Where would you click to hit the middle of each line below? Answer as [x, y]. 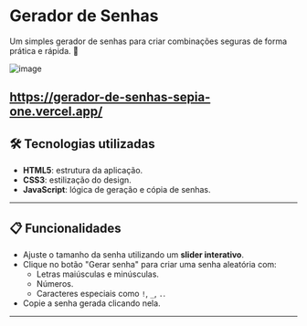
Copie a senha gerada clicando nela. [92, 303]
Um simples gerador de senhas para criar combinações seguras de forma [148, 41]
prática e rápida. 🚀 [44, 50]
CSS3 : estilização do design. [77, 180]
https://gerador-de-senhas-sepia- [110, 97]
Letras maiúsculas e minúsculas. [98, 274]
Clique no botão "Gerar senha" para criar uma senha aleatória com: [149, 264]
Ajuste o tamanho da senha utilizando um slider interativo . [133, 254]
